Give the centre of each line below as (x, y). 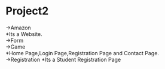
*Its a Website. (24, 34)
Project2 (27, 11)
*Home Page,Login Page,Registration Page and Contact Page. (82, 53)
